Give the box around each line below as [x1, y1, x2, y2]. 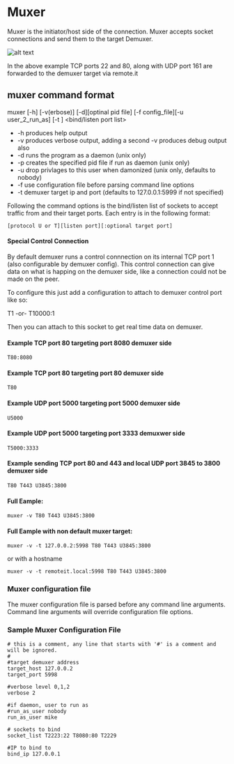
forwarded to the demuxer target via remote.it [7, 69, 139, 77]
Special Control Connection [7, 237, 89, 245]
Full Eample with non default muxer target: [7, 527, 133, 535]
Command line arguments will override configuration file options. [7, 607, 194, 616]
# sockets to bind [7, 726, 61, 733]
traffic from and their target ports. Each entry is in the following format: [7, 208, 211, 217]
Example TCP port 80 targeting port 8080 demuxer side [7, 339, 172, 347]
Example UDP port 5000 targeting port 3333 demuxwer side [7, 429, 186, 438]
